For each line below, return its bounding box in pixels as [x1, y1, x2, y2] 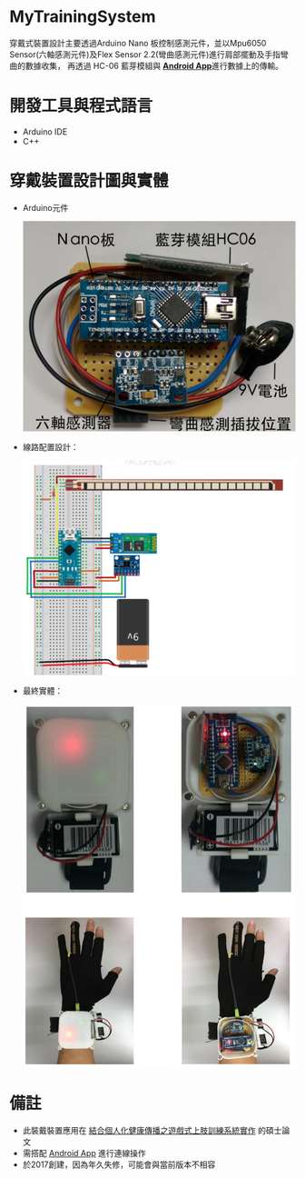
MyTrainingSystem [9, 6, 156, 27]
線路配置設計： [22, 442, 79, 453]
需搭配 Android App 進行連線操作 [22, 1147, 147, 1158]
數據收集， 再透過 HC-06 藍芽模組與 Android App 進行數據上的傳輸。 [25, 60, 284, 71]
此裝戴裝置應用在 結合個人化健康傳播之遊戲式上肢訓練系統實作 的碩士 [22, 1124, 282, 1135]
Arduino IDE [22, 125, 68, 137]
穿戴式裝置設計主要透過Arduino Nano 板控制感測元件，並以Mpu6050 [9, 37, 267, 48]
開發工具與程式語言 [9, 95, 153, 116]
